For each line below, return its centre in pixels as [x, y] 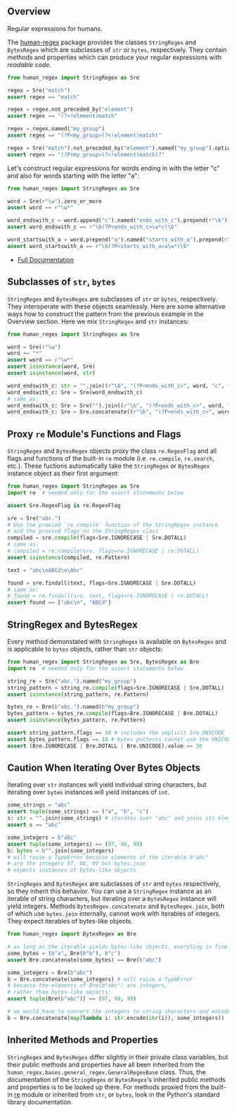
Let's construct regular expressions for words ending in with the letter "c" [113, 168]
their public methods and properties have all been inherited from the [106, 1064]
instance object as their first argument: [63, 473]
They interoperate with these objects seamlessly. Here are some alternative [117, 306]
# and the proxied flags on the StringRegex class [83, 531]
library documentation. [40, 1102]
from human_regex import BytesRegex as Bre [72, 934]
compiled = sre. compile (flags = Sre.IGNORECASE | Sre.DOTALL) [97, 538]
